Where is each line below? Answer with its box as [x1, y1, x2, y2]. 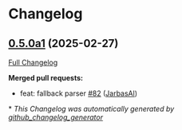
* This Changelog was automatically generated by [8, 104, 175, 113]
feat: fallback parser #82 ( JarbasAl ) [19, 89, 138, 98]
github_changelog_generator [8, 112, 104, 122]
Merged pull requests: [8, 73, 84, 82]
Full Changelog [8, 57, 58, 67]
